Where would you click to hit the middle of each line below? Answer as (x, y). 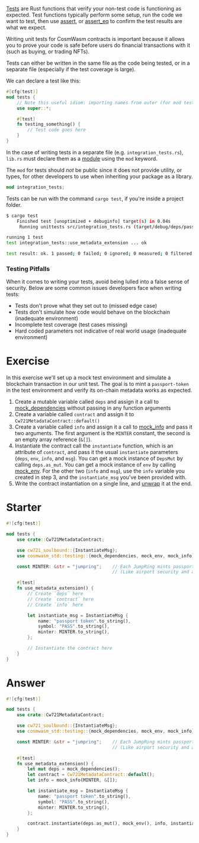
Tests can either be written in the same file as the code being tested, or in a (98, 63)
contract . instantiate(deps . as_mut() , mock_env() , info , (98, 823)
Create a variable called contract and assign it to (74, 414)
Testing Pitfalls (28, 269)
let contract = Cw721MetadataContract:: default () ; (91, 775)
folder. (14, 205)
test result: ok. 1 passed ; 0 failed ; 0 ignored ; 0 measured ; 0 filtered (99, 254)
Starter (24, 508)
